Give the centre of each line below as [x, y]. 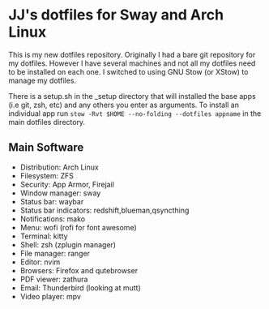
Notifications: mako [53, 219]
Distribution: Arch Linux [59, 167]
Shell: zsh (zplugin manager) [68, 244]
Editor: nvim [40, 262]
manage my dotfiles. [43, 80]
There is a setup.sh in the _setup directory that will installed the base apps [132, 96]
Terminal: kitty [44, 236]
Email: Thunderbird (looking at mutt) [81, 288]
